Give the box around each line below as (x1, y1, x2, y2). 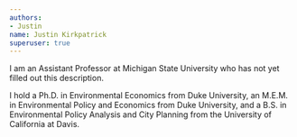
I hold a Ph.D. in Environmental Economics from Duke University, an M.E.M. (9, 90, 289, 101)
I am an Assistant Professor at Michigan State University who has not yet (9, 63, 280, 74)
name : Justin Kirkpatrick (9, 30, 107, 39)
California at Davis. (9, 119, 79, 130)
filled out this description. (9, 73, 104, 84)
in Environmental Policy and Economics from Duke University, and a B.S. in (9, 100, 287, 111)
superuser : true (9, 38, 70, 48)
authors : (9, 13, 42, 23)
